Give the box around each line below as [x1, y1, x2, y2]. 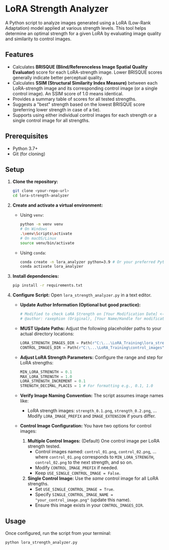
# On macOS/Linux [20, 235, 57, 241]
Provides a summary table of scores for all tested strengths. [12, 96, 137, 102]
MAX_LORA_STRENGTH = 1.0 [20, 374, 72, 379]
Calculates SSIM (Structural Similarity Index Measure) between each [12, 80, 157, 86]
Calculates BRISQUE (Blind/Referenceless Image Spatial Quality [12, 64, 148, 70]
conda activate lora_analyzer [20, 264, 84, 269]
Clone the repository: [12, 178, 58, 185]
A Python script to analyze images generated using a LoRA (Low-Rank [5, 20, 151, 26]
